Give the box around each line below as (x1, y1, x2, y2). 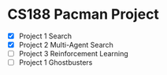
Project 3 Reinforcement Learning (18, 49, 129, 59)
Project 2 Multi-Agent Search (18, 41, 113, 49)
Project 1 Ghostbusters (18, 58, 93, 67)
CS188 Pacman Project (7, 5, 159, 23)
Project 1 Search (18, 31, 72, 41)
